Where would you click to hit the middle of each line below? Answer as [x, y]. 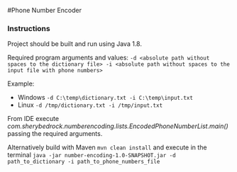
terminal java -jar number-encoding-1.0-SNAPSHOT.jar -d [92, 155]
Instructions [29, 28]
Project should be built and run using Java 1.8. [75, 44]
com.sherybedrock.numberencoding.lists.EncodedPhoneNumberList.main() [118, 126]
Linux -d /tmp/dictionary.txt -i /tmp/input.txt [90, 105]
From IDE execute [33, 119]
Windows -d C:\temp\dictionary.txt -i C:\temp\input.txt [105, 98]
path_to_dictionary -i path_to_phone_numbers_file [84, 162]
